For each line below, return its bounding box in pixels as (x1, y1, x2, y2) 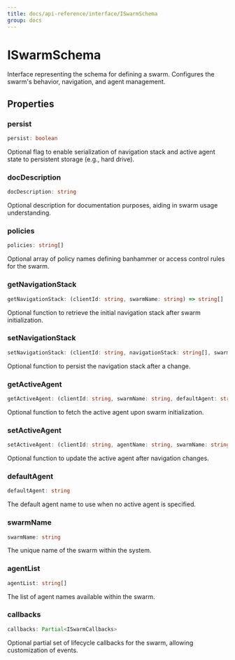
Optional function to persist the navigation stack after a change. (7, 362, 191, 370)
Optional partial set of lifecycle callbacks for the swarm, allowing (7, 638, 194, 647)
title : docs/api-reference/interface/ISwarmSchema (7, 10, 158, 18)
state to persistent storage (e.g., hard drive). (7, 155, 135, 163)
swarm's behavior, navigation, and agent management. (7, 78, 166, 86)
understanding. (7, 208, 51, 217)
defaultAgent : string (7, 487, 71, 494)
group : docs (7, 17, 42, 24)
